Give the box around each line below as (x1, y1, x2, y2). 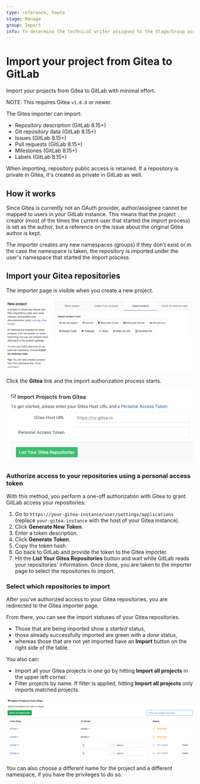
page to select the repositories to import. (14, 567, 115, 574)
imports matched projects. (14, 686, 80, 694)
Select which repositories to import (6, 582, 110, 591)
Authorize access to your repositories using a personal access (6, 471, 191, 480)
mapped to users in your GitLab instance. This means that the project (6, 211, 176, 217)
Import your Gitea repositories (6, 271, 121, 281)
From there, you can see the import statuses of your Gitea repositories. (6, 614, 180, 621)
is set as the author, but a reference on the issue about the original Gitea (6, 223, 183, 230)
